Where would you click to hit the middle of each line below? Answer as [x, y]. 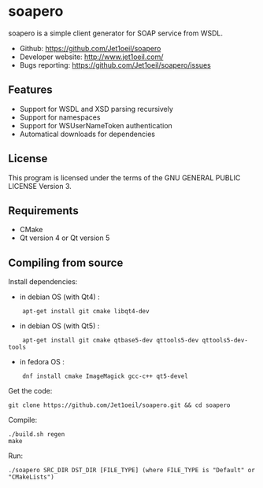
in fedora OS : [42, 362]
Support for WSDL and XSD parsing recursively [96, 109]
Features [30, 90]
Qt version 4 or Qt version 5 [65, 238]
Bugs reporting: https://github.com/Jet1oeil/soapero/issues [115, 65]
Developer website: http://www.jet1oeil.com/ [91, 57]
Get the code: [30, 391]
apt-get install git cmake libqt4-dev [86, 312]
